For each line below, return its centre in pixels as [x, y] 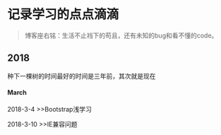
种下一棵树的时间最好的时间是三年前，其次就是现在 [82, 76]
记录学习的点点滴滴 [63, 14]
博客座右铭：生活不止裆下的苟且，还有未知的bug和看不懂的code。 [121, 35]
